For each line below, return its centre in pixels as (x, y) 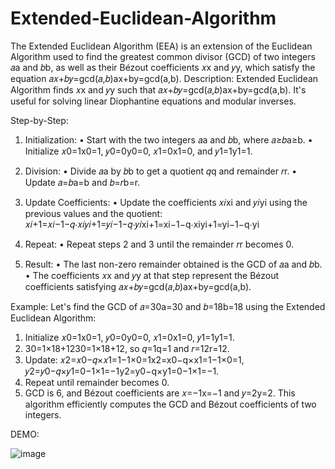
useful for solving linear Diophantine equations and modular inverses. (153, 101)
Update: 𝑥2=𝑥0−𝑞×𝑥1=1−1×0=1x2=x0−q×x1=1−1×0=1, (134, 359)
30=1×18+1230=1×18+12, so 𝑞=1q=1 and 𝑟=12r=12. (127, 348)
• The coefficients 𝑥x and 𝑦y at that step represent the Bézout (152, 275)
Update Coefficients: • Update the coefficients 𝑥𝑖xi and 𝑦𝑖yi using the (166, 202)
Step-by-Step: (39, 120)
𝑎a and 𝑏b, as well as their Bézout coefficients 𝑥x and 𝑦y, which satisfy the (163, 67)
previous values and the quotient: (93, 213)
